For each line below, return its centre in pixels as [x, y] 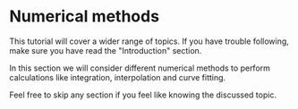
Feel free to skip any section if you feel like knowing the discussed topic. [143, 95]
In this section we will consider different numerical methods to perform [140, 68]
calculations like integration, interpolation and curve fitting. [118, 77]
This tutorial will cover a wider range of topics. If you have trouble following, [149, 41]
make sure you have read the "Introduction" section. [106, 50]
